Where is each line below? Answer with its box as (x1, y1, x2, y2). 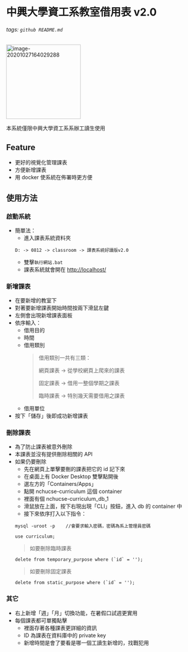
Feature (6, 142, 36, 152)
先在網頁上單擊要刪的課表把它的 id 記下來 (23, 466, 126, 473)
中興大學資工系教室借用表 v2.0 (6, 5, 157, 19)
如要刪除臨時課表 (29, 545, 72, 552)
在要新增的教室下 (14, 297, 57, 304)
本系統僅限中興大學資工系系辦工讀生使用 (6, 124, 105, 132)
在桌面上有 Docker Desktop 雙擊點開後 (23, 473, 119, 480)
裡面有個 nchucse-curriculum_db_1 (23, 495, 109, 503)
